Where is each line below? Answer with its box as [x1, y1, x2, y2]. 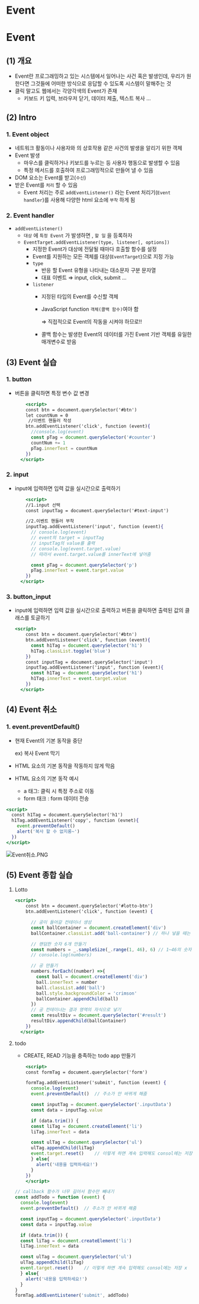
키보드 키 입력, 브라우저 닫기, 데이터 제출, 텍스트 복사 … [23, 95, 151, 102]
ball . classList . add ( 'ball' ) [36, 985, 105, 990]
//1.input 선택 [25, 502, 60, 508]
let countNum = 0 [25, 413, 68, 418]
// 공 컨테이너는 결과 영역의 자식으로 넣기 [30, 1007, 121, 1013]
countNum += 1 [30, 440, 66, 446]
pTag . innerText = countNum [30, 445, 98, 451]
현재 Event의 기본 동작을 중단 [14, 737, 83, 744]
